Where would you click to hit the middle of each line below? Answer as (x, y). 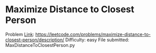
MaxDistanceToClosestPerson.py (40, 45)
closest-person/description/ (35, 40)
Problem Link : (20, 34)
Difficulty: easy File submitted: (97, 40)
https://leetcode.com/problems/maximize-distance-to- (93, 34)
